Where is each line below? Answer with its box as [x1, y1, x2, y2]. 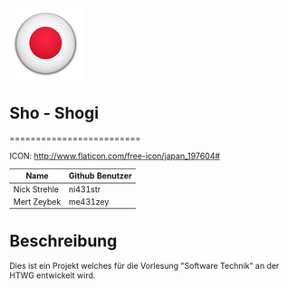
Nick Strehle [13, 184, 59, 195]
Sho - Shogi [9, 103, 100, 124]
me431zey [68, 196, 110, 206]
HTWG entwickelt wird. [9, 270, 96, 281]
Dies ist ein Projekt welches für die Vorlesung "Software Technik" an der [9, 261, 280, 272]
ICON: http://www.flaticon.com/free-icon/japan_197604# [9, 150, 220, 161]
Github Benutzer [68, 170, 133, 181]
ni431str [68, 184, 101, 195]
